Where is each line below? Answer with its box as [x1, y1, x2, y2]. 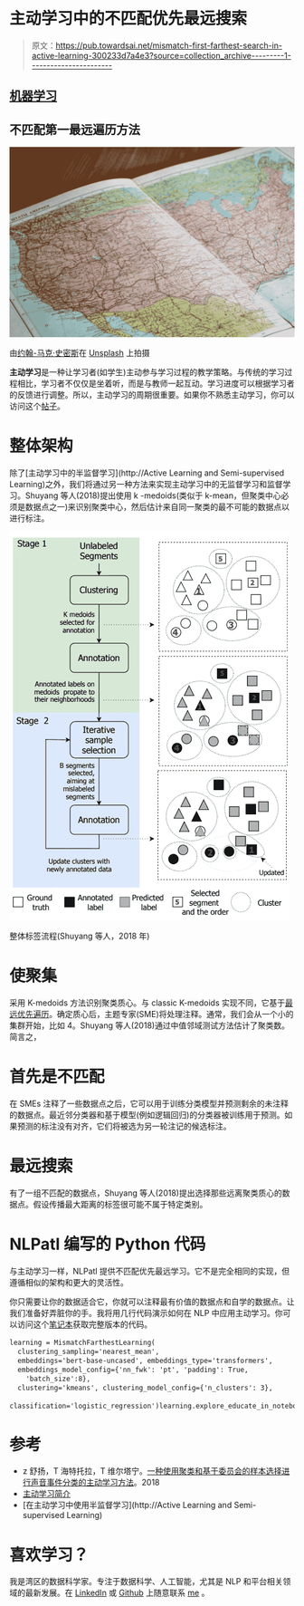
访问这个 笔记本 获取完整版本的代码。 [16, 1319, 152, 1330]
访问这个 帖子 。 [9, 400, 65, 411]
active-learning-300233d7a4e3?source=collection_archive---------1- [31, 50, 291, 61]
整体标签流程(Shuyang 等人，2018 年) [9, 930, 150, 941]
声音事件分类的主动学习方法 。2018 [30, 1477, 160, 1488]
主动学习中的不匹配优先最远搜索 [9, 8, 248, 29]
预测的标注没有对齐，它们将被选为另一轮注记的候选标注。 [16, 1120, 232, 1131]
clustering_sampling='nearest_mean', [17, 1347, 160, 1356]
